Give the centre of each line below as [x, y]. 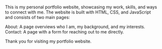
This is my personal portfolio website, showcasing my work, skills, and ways [81, 7]
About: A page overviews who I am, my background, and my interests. [75, 27]
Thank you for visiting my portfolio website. [48, 41]
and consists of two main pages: [38, 17]
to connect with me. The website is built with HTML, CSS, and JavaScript [78, 12]
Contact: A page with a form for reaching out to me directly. [65, 32]
